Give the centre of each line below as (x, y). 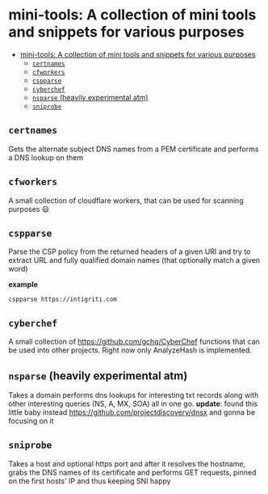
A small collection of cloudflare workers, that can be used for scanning (126, 201)
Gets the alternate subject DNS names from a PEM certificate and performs (134, 149)
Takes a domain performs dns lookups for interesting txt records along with (134, 395)
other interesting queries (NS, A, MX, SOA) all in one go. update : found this (133, 403)
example (23, 285)
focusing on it (31, 421)
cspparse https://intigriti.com (63, 300)
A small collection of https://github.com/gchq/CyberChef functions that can (134, 342)
